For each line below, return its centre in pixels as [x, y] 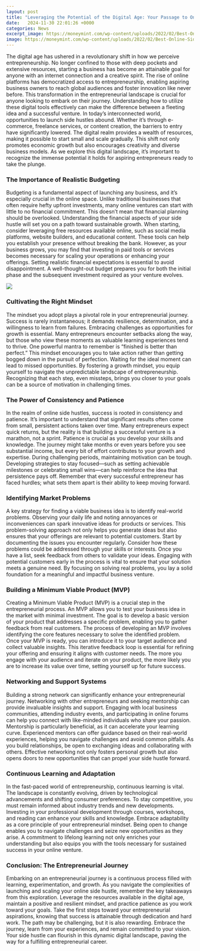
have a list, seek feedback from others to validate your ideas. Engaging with [99, 555]
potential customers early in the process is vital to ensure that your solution [99, 562]
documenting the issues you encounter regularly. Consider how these [92, 543]
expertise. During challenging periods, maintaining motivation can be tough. [99, 457]
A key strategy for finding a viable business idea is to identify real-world [94, 511]
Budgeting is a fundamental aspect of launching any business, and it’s [92, 193]
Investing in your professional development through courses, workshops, [96, 812]
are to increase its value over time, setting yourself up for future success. [96, 666]
